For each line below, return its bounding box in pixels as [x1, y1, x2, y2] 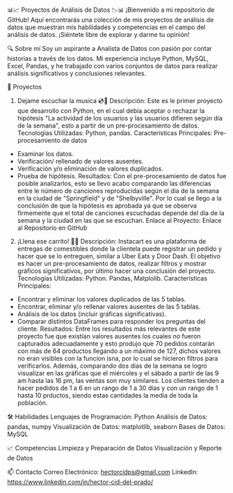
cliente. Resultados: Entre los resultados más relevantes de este [17, 324, 201, 333]
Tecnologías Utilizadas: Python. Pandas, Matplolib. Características [17, 274, 207, 282]
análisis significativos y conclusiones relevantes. [7, 69, 147, 77]
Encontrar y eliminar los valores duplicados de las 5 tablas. [17, 295, 186, 303]
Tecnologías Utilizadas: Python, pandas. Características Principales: [17, 129, 213, 137]
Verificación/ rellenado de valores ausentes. [17, 157, 144, 165]
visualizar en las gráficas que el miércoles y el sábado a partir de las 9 [17, 369, 219, 377]
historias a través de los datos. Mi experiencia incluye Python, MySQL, [7, 54, 209, 63]
